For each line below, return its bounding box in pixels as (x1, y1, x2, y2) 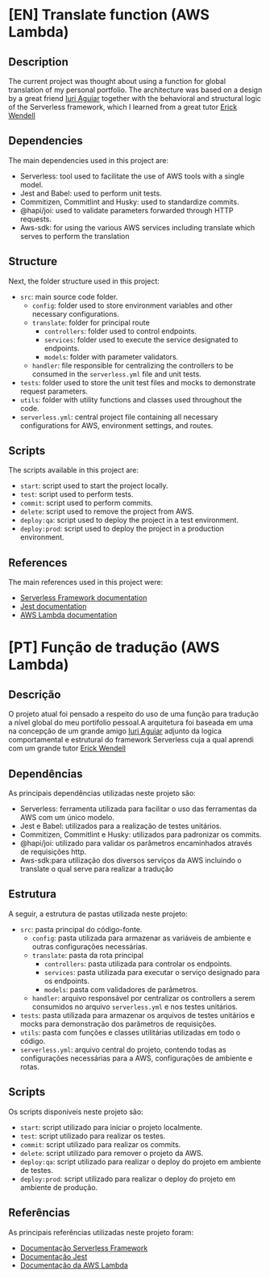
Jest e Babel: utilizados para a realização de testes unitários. (19, 822, 222, 831)
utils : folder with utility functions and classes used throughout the (19, 394, 243, 405)
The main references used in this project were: (8, 578, 164, 587)
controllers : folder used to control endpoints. (44, 326, 197, 336)
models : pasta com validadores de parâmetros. (44, 984, 198, 994)
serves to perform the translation (19, 231, 130, 241)
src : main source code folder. (19, 292, 118, 301)
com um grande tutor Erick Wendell (8, 743, 127, 753)
